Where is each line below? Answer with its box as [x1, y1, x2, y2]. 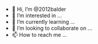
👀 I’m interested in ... [11, 12, 62, 19]
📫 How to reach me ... [11, 32, 67, 38]
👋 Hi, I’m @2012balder [11, 6, 67, 12]
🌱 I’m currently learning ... [11, 18, 75, 25]
